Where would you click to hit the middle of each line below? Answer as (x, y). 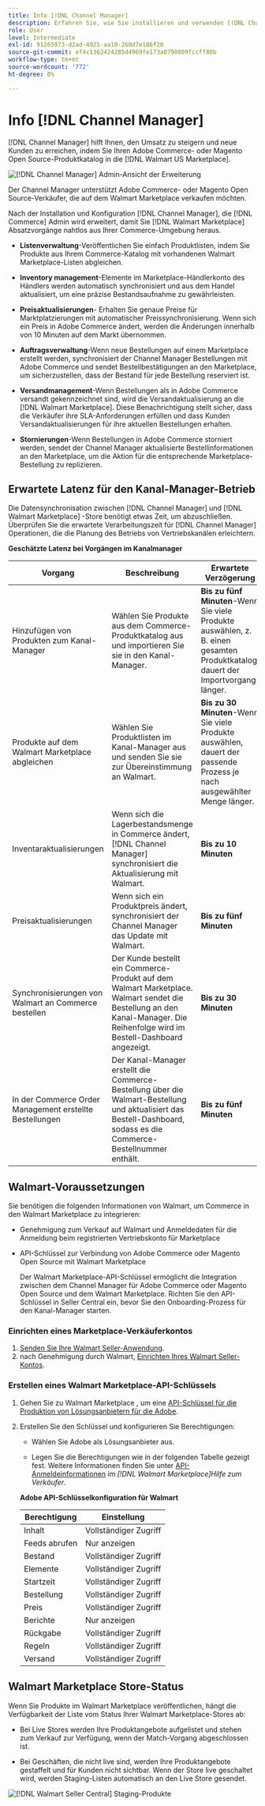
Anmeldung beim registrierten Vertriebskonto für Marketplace (120, 1238)
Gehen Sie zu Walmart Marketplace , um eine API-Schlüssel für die (128, 1402)
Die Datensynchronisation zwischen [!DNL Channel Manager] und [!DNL (125, 508)
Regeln (36, 1646)
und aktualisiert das (148, 1110)
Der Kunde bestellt (146, 959)
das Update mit (140, 936)
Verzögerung (230, 578)
